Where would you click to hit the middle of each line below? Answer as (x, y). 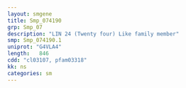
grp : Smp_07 (25, 27)
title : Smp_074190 (34, 21)
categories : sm (30, 73)
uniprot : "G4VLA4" (34, 47)
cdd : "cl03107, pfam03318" (47, 60)
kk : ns (17, 67)
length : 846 (28, 54)
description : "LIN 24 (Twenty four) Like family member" (93, 34)
